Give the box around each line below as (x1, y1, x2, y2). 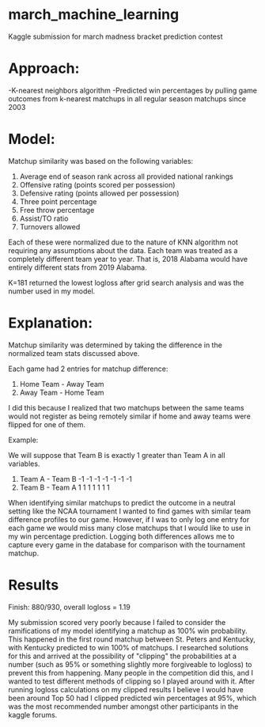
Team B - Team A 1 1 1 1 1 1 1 (19, 483, 110, 492)
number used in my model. (8, 286, 96, 296)
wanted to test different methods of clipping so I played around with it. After (8, 676, 256, 686)
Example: (8, 435, 39, 445)
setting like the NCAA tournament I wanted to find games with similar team (8, 506, 252, 516)
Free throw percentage (19, 205, 95, 214)
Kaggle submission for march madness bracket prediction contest (8, 32, 223, 41)
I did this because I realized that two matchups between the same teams (8, 403, 244, 412)
